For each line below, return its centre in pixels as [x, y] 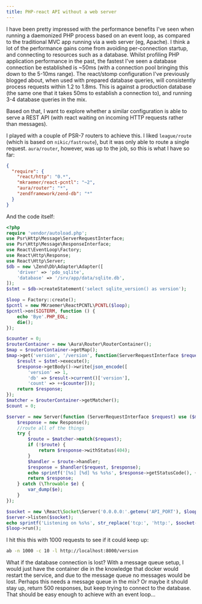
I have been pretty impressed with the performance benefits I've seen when [100, 29]
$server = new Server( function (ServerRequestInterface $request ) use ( [99, 417]
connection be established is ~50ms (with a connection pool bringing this [97, 67]
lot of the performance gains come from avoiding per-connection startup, [97, 48]
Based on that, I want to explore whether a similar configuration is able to [97, 111]
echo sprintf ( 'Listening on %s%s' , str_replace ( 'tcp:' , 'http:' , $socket [101, 523]
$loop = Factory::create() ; [41, 300]
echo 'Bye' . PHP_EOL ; [43, 317]
